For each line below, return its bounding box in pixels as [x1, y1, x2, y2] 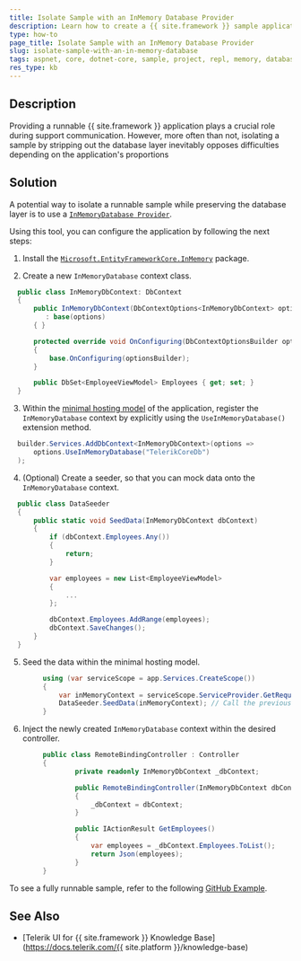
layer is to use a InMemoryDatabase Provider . [9, 208, 173, 219]
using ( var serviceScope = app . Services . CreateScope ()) [42, 674, 256, 683]
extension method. [21, 422, 92, 433]
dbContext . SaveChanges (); [48, 623, 146, 633]
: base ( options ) [45, 313, 106, 322]
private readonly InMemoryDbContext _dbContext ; [74, 767, 260, 776]
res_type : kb [9, 64, 58, 73]
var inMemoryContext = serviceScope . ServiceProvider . [58, 691, 264, 700]
